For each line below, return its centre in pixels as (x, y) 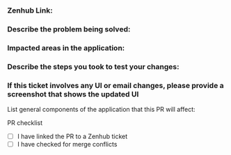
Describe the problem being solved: (69, 29)
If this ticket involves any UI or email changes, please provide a (115, 85)
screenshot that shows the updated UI (73, 94)
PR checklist (25, 123)
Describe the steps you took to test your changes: (93, 66)
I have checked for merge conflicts (67, 145)
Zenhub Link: (30, 10)
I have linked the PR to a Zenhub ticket (72, 136)
